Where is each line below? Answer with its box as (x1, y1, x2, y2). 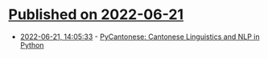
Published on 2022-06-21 (8, 6, 183, 24)
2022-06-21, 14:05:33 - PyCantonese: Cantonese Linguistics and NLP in (19, 32, 260, 41)
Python (19, 40, 44, 49)
